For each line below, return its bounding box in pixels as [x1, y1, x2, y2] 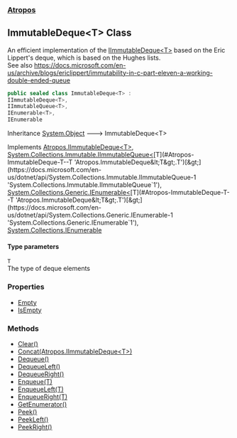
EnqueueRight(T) [17, 392, 68, 401]
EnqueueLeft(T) [17, 385, 64, 393]
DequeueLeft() [17, 362, 61, 370]
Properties [7, 282, 45, 292]
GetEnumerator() [17, 400, 67, 408]
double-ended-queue [7, 76, 71, 85]
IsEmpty [17, 306, 42, 314]
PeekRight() [17, 422, 53, 431]
